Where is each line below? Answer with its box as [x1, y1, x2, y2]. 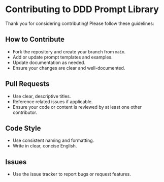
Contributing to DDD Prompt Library [5, 4, 159, 15]
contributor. [12, 109, 37, 115]
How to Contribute [5, 35, 65, 44]
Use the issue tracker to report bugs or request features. [12, 171, 131, 177]
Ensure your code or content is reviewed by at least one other [12, 104, 142, 110]
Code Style [5, 124, 41, 133]
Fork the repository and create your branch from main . [12, 48, 126, 54]
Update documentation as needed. [12, 59, 85, 66]
